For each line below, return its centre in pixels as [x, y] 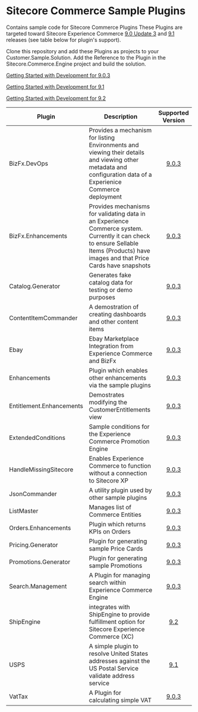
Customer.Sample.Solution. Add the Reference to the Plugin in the [86, 57]
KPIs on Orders [110, 532]
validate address [112, 675]
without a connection [118, 473]
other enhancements [118, 378]
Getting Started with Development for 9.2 [56, 98]
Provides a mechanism [120, 130]
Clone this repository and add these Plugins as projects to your [82, 51]
